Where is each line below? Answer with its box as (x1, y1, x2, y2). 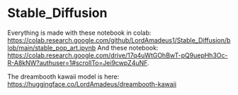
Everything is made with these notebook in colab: (7, 28, 152, 37)
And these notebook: (97, 43, 159, 52)
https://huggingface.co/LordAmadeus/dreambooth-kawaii (7, 79, 177, 88)
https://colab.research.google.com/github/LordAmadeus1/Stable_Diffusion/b (7, 35, 231, 44)
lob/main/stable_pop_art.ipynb (7, 43, 96, 52)
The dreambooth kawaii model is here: (7, 72, 120, 81)
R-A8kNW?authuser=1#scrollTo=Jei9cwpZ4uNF (7, 58, 148, 67)
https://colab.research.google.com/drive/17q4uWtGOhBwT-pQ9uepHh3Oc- (7, 51, 228, 60)
